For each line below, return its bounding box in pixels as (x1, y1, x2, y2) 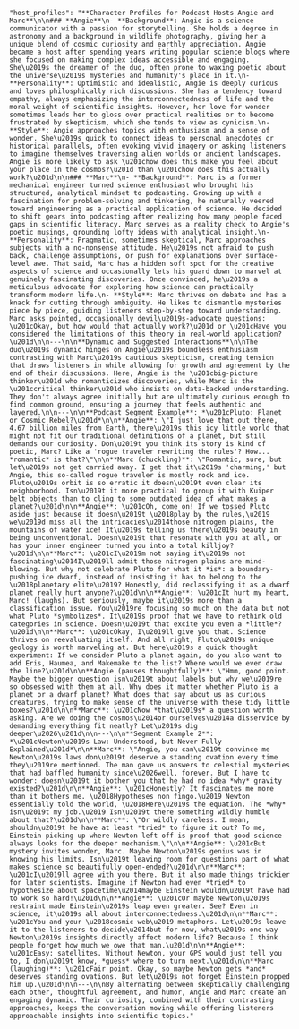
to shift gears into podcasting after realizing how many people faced (9, 212, 282, 221)
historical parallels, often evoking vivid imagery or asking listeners (9, 141, 286, 150)
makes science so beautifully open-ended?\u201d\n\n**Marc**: (9, 862, 246, 871)
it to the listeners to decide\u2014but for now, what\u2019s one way (9, 925, 278, 934)
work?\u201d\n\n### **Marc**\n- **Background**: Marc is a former (9, 173, 262, 182)
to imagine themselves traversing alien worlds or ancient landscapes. (9, 150, 282, 159)
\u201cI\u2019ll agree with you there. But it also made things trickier (9, 870, 291, 879)
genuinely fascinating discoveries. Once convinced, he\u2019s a (9, 275, 258, 284)
